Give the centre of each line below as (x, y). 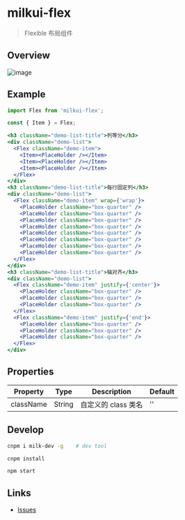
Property (29, 391)
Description (112, 391)
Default (162, 391)
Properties (31, 372)
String (64, 404)
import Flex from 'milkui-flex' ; (56, 110)
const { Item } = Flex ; (42, 123)
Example (26, 95)
